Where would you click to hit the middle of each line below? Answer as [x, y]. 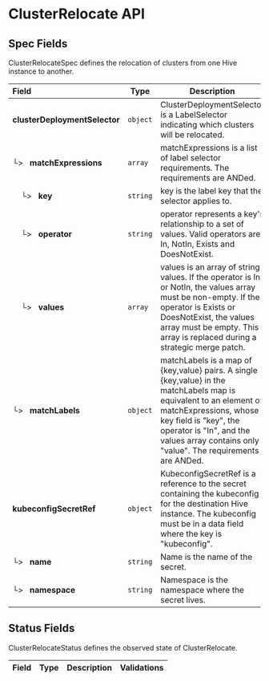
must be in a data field [202, 524]
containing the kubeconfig [209, 494]
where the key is [191, 534]
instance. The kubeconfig [208, 514]
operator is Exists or [198, 307]
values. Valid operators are [210, 234]
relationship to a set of [202, 224]
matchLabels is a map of [206, 360]
